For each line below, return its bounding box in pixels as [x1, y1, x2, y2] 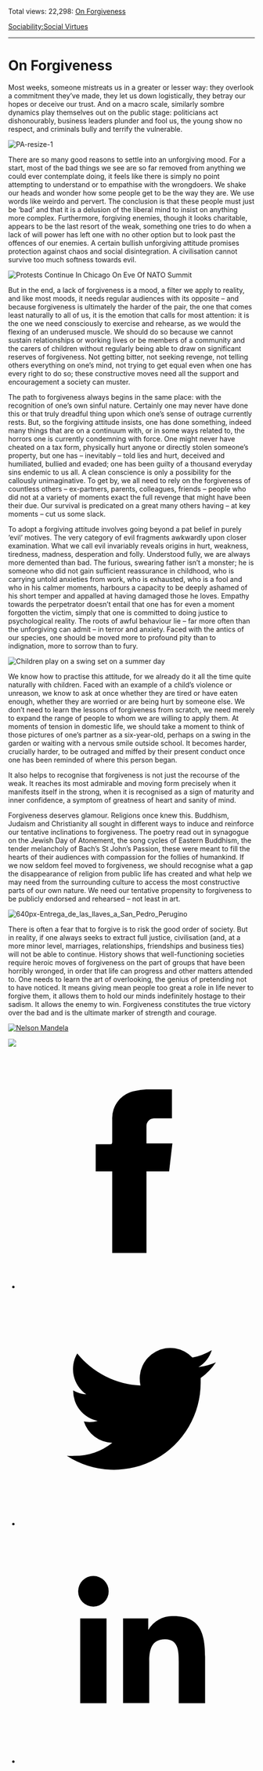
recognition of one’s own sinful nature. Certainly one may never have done [8, 401, 249, 410]
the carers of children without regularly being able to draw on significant [8, 343, 242, 353]
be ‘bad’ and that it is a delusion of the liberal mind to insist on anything [8, 204, 238, 214]
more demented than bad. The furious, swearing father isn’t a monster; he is [8, 558, 254, 567]
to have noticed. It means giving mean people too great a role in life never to [8, 982, 254, 992]
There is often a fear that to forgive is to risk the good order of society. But [8, 924, 248, 934]
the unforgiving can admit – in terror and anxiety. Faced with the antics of [8, 624, 244, 634]
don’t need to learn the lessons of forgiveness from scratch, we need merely [8, 704, 255, 714]
